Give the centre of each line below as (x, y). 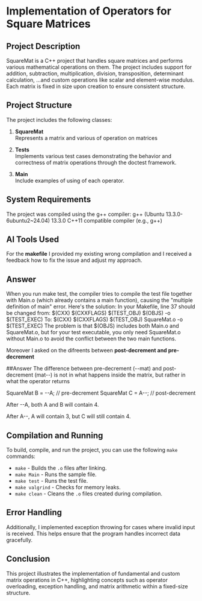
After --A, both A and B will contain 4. (53, 405)
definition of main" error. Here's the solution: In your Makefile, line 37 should (101, 307)
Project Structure (39, 105)
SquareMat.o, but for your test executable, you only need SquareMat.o (93, 332)
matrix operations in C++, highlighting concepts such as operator (87, 580)
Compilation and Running (55, 435)
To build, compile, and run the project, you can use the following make (92, 450)
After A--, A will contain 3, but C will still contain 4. (69, 416)
